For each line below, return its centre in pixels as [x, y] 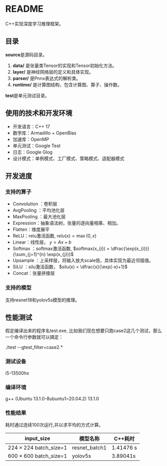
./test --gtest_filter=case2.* [34, 347]
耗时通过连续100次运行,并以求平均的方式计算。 [54, 425]
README [24, 9]
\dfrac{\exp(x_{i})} [130, 249]
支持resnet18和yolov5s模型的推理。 [43, 300]
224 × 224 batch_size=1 [37, 448]
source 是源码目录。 [26, 55]
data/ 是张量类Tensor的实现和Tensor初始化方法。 [65, 65]
